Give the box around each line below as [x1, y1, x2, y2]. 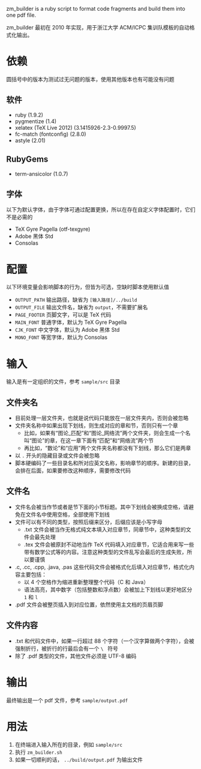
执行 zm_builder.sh [14, 748, 62, 756]
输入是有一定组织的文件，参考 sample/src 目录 [6, 378, 121, 385]
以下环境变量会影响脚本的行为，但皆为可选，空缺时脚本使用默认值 [6, 284, 169, 291]
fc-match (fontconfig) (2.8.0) [14, 130, 86, 138]
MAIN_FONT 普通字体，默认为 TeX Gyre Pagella [14, 318, 127, 326]
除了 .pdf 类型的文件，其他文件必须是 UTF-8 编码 [14, 652, 137, 660]
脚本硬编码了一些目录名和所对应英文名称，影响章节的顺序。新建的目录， [14, 460, 194, 467]
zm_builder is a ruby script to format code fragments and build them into [6, 5, 185, 12]
